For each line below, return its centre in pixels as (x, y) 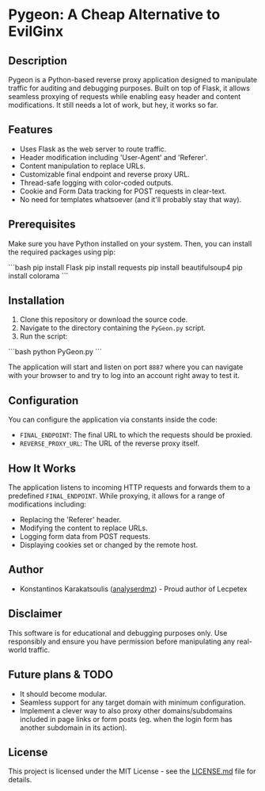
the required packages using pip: (62, 252)
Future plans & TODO (61, 675)
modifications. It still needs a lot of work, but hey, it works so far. (114, 105)
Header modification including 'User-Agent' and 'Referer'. (114, 157)
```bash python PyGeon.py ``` (55, 352)
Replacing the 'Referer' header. (70, 520)
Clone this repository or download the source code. (104, 319)
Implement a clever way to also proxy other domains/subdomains (126, 710)
